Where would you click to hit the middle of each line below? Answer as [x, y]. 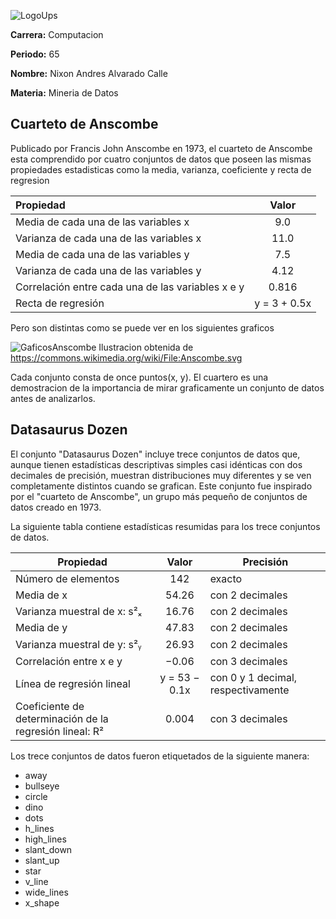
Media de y [41, 627]
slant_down [48, 849]
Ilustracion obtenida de [146, 347]
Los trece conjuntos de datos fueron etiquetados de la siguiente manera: [160, 756]
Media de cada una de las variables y [102, 254]
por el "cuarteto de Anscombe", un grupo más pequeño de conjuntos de [159, 496]
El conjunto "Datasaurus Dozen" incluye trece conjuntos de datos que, [155, 454]
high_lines [45, 839]
